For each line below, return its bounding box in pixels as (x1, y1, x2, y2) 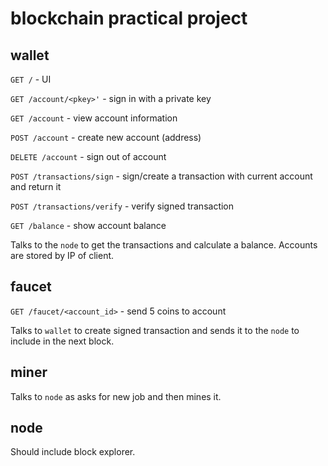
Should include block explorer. (10, 446, 136, 458)
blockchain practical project (10, 7, 248, 30)
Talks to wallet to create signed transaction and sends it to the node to (10, 324, 300, 336)
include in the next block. (10, 335, 115, 347)
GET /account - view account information (10, 112, 178, 124)
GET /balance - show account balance (10, 220, 167, 231)
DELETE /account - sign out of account (10, 151, 167, 162)
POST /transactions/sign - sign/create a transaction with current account (10, 170, 313, 182)
